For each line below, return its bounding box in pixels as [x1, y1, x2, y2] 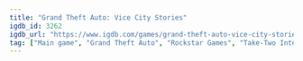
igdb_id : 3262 [9, 22, 63, 30]
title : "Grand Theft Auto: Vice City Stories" [9, 13, 188, 22]
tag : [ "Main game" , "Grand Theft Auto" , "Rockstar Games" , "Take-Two [9, 38, 277, 48]
